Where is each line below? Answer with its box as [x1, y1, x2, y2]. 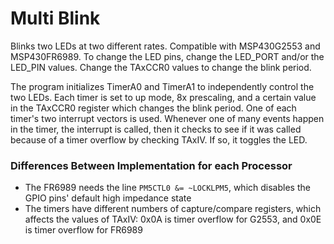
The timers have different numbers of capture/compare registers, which [24, 203, 322, 215]
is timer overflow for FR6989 [24, 224, 143, 236]
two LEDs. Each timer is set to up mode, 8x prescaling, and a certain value [10, 91, 317, 103]
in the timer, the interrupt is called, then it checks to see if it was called [10, 123, 302, 135]
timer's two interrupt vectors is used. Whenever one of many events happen [10, 112, 325, 124]
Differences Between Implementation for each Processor [10, 158, 293, 172]
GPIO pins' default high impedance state [24, 192, 192, 204]
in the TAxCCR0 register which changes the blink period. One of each [10, 102, 297, 114]
